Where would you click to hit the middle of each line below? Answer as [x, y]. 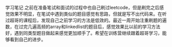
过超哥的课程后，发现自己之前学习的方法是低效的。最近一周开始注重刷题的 [84, 20]
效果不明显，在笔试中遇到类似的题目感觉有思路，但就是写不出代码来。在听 [88, 14]
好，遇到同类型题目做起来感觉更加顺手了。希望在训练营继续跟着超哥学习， [84, 33]
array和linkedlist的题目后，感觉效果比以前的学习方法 [105, 27]
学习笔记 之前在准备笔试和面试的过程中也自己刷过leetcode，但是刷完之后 [82, 7]
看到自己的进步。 [28, 39]
